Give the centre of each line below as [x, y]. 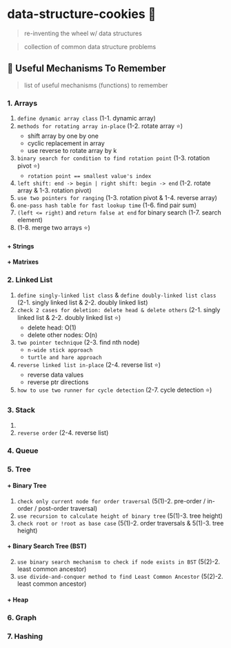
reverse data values [56, 375]
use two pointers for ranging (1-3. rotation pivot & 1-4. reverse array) [117, 198]
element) [30, 220]
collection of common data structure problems [90, 46]
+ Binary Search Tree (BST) [47, 546]
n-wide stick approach [60, 350]
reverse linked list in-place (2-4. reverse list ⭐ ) [89, 364]
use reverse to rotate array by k [72, 151]
